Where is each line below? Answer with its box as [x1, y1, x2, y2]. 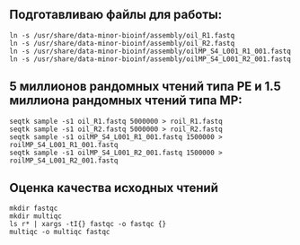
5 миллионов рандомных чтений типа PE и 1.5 [9, 79, 281, 94]
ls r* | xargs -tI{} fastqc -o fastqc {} [9, 220, 167, 229]
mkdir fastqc [9, 204, 58, 214]
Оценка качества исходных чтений [9, 180, 218, 196]
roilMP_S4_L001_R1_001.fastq [9, 140, 119, 149]
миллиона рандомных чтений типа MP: [9, 93, 243, 109]
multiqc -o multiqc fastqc [9, 228, 110, 237]
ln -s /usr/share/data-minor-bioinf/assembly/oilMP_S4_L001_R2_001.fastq [9, 54, 292, 64]
